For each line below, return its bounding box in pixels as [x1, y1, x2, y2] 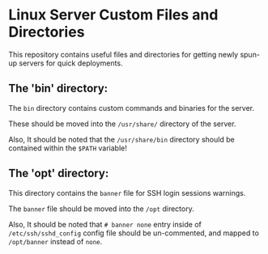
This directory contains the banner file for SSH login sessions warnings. [8, 188, 246, 197]
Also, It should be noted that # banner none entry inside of [8, 219, 202, 229]
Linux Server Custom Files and [8, 6, 219, 24]
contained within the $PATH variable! [8, 143, 127, 153]
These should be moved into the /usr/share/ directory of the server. [8, 119, 236, 129]
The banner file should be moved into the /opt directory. [8, 204, 194, 214]
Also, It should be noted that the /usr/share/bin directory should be [8, 134, 235, 144]
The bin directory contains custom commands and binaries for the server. [8, 103, 255, 112]
